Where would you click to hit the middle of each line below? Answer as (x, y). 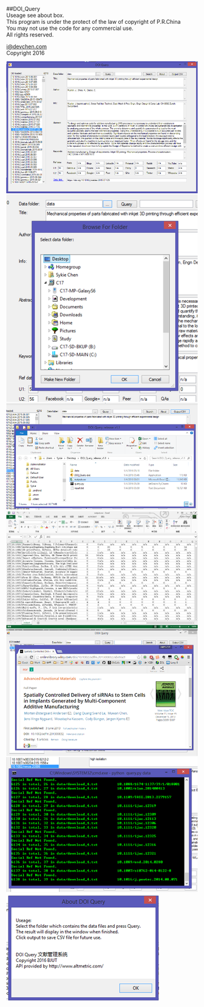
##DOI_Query (23, 9)
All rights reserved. (30, 35)
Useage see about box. (36, 15)
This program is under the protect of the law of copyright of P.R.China (93, 22)
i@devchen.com (27, 46)
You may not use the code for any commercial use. (70, 28)
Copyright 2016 (25, 53)
